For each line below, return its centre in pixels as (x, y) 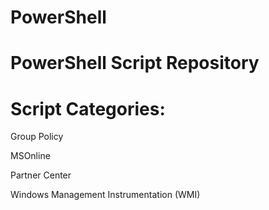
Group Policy (37, 137)
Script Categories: (88, 108)
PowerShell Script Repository (135, 63)
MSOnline (30, 156)
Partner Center (41, 175)
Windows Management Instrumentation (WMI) (105, 195)
